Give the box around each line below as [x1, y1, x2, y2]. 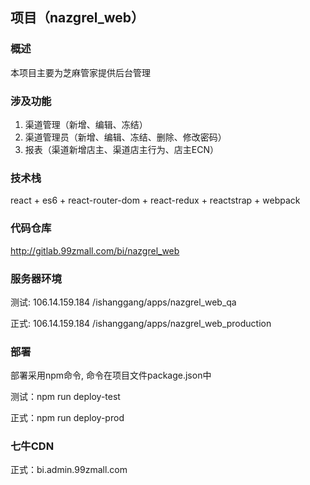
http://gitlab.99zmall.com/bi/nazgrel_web [10, 244, 180, 257]
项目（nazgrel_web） [10, 9, 145, 27]
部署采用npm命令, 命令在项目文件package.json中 [10, 369, 212, 382]
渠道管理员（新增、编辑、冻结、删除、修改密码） [24, 131, 227, 143]
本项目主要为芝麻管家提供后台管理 [10, 66, 151, 78]
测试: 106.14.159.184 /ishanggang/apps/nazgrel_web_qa [10, 296, 237, 308]
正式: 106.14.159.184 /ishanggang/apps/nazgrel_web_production [10, 317, 272, 329]
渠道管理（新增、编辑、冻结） [24, 118, 148, 130]
